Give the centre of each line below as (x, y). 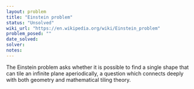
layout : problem (26, 12)
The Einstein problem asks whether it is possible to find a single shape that (98, 67)
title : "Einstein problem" (39, 17)
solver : (16, 45)
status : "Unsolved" (30, 23)
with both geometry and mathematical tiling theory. (69, 80)
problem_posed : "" (29, 34)
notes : (14, 50)
